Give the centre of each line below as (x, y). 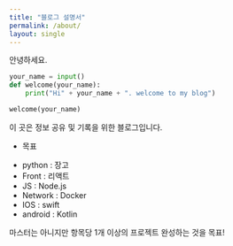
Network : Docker (54, 195)
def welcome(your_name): (55, 85)
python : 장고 (45, 165)
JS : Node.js (44, 186)
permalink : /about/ (45, 26)
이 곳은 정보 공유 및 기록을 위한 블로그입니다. (86, 127)
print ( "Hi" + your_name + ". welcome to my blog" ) (120, 94)
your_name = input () (47, 77)
